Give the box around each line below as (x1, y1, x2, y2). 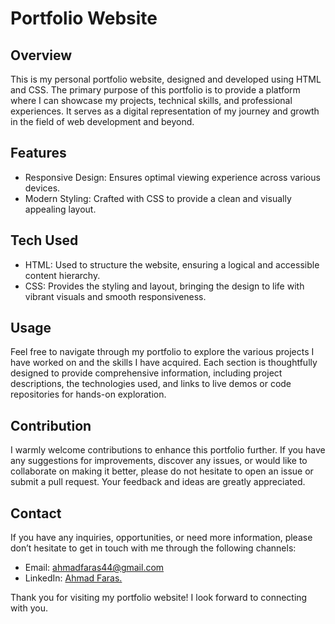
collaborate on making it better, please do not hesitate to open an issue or (10, 465, 314, 477)
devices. (24, 182, 61, 194)
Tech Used (10, 232, 79, 249)
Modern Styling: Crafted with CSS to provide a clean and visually (24, 192, 292, 204)
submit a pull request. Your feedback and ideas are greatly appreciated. (10, 476, 306, 488)
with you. (10, 602, 48, 614)
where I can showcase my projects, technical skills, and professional (10, 95, 293, 106)
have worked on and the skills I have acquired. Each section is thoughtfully (10, 357, 318, 369)
